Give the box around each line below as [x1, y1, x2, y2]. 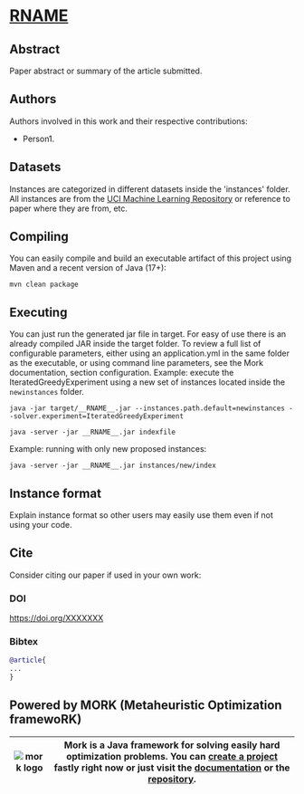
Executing [9, 304, 68, 320]
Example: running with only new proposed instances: [9, 444, 207, 454]
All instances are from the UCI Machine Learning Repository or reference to [9, 193, 291, 204]
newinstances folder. [9, 387, 84, 397]
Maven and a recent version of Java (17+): [9, 263, 167, 273]
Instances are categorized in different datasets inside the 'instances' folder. [9, 183, 291, 195]
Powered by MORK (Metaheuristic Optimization [9, 698, 282, 713]
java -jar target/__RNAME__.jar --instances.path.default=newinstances [9, 404, 285, 413]
